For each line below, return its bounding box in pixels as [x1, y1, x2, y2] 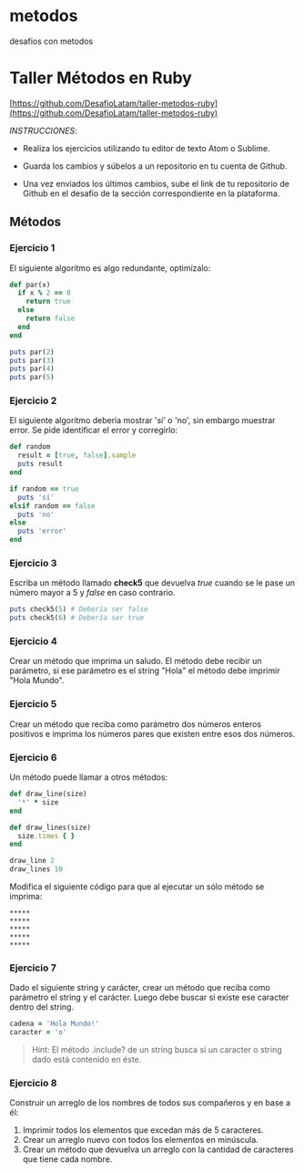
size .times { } [17, 831, 76, 840]
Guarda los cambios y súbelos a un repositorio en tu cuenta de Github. [22, 161, 288, 171]
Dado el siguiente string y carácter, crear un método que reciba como [9, 982, 270, 993]
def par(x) [9, 280, 51, 289]
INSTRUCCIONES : [9, 125, 77, 136]
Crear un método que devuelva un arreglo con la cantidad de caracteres [22, 1144, 294, 1155]
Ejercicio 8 [9, 1077, 57, 1090]
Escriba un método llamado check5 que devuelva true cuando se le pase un [9, 577, 296, 588]
